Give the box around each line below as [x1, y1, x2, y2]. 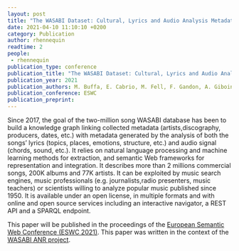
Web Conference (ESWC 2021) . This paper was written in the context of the [7, 228, 229, 236]
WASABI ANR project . [7, 235, 71, 244]
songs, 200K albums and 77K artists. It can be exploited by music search [7, 169, 221, 177]
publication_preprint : [7, 97, 75, 104]
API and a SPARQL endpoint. [7, 207, 91, 215]
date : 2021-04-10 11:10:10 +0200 [7, 23, 107, 31]
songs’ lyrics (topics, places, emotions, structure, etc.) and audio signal [7, 139, 217, 146]
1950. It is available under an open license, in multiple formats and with [7, 191, 215, 200]
